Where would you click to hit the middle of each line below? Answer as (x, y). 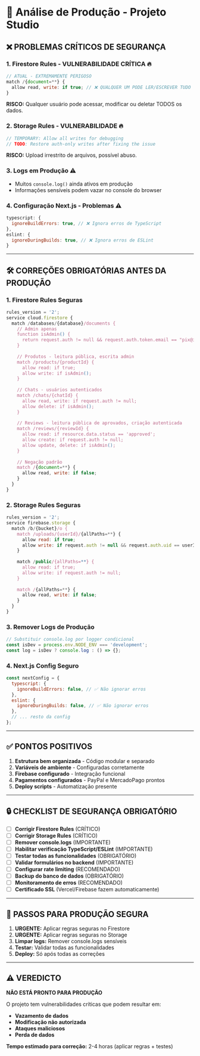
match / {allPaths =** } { (46, 589)
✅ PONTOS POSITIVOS (49, 747)
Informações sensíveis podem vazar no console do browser (88, 190)
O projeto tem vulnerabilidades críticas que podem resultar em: (84, 1004)
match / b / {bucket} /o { (40, 528)
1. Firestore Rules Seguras (45, 299)
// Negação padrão (40, 462)
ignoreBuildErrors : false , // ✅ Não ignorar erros (82, 689)
